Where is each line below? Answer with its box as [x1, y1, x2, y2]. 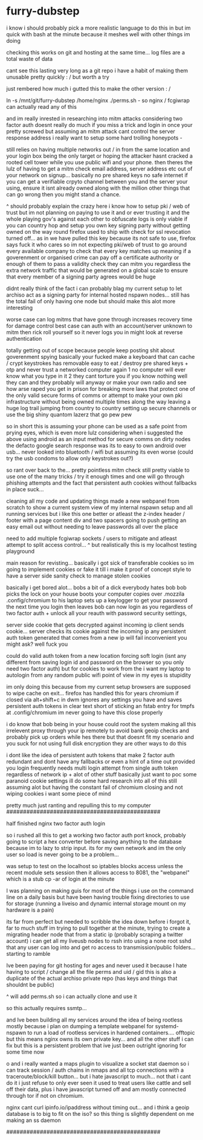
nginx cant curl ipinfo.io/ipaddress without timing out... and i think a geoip [6, 1104, 190, 1111]
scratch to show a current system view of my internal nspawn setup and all [6, 503, 193, 511]
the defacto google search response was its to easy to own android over [6, 442, 187, 449]
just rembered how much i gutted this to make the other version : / [6, 85, 171, 92]
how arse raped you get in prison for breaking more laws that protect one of [6, 385, 195, 392]
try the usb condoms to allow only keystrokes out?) [6, 454, 134, 462]
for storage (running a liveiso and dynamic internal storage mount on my [6, 900, 186, 907]
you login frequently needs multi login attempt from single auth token [6, 764, 178, 771]
